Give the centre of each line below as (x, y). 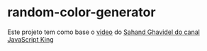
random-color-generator (82, 12)
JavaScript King (31, 39)
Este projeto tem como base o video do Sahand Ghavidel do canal (103, 32)
